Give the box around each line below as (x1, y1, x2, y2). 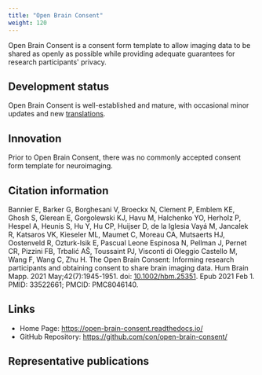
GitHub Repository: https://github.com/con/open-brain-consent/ (19, 332, 227, 341)
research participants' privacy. (8, 57, 107, 67)
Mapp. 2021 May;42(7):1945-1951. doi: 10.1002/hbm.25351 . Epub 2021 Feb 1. (8, 271, 255, 281)
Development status (8, 79, 110, 93)
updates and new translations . (8, 109, 106, 119)
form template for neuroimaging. (8, 161, 113, 171)
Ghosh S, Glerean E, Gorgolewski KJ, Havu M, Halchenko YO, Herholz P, (8, 213, 242, 222)
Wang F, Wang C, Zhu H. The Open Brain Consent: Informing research (8, 255, 235, 264)
